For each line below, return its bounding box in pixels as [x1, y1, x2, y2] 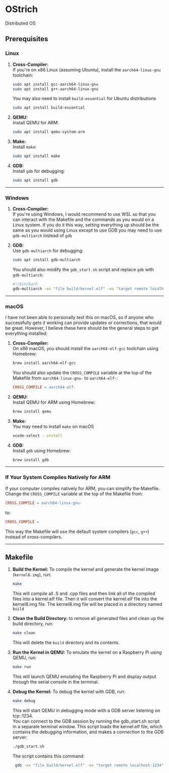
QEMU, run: [12, 655, 37, 661]
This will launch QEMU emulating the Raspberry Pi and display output [12, 673, 156, 679]
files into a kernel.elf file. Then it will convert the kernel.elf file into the [12, 596, 157, 602]
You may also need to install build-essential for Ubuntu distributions [12, 96, 156, 102]
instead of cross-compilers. [5, 533, 63, 539]
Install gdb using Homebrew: [12, 447, 71, 453]
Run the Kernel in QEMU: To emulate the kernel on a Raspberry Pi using [12, 649, 162, 655]
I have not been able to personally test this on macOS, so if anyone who [5, 315, 154, 321]
